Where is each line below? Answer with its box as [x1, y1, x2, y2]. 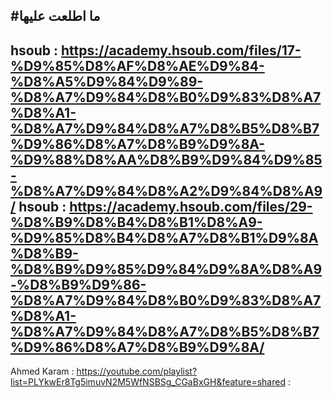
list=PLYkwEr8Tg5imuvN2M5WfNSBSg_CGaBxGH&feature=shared [10, 376, 286, 388]
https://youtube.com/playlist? [76, 365, 198, 378]
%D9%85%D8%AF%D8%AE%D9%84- [10, 57, 265, 74]
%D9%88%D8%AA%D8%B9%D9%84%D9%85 [10, 151, 323, 168]
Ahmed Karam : [10, 365, 75, 378]
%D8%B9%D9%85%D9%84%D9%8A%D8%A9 [10, 260, 323, 278]
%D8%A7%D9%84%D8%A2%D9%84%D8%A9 [10, 182, 323, 199]
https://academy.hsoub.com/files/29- [69, 198, 313, 215]
